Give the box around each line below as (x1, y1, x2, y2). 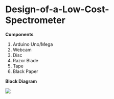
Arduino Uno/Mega (12, 41, 53, 47)
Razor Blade (12, 57, 38, 63)
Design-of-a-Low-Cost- (5, 4, 109, 15)
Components (5, 31, 34, 37)
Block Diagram (5, 78, 37, 84)
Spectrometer (5, 14, 65, 26)
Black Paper (12, 68, 38, 75)
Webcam (12, 46, 32, 53)
